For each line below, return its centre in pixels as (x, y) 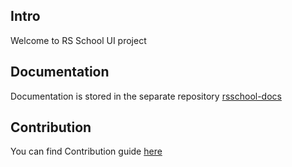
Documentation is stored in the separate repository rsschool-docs (146, 96)
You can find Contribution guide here (86, 151)
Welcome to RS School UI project (78, 40)
